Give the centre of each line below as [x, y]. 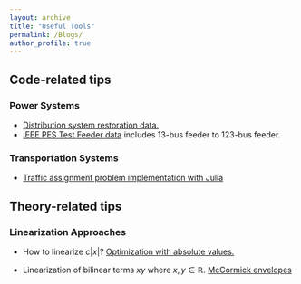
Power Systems [44, 105]
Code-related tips [60, 79]
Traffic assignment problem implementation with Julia [123, 178]
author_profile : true [50, 43]
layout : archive [40, 18]
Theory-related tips [66, 206]
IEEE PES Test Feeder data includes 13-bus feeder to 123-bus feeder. [151, 134]
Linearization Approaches [68, 232]
